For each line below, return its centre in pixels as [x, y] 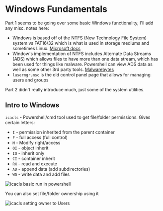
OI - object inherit [30, 148]
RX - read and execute [35, 164]
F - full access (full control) [40, 137]
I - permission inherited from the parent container [64, 132]
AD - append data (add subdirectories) [51, 169]
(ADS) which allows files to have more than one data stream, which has [85, 59]
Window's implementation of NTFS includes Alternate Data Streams [82, 54]
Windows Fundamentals [56, 9]
